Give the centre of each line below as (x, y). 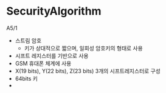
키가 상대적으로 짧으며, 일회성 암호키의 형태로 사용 (83, 48)
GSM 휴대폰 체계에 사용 (43, 63)
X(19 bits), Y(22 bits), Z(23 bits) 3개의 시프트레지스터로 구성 (88, 71)
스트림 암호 (28, 40)
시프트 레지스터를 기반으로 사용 (52, 55)
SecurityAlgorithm (54, 11)
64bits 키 (26, 78)
